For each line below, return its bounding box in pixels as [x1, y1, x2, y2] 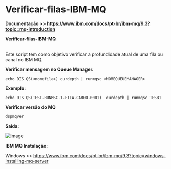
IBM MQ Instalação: [5, 142, 48, 149]
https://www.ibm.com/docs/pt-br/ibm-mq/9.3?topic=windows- [33, 152, 166, 159]
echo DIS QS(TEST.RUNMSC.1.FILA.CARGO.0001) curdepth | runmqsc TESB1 [5, 95, 161, 100]
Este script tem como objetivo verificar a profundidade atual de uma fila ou [5, 51, 163, 57]
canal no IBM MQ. [5, 56, 43, 62]
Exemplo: [5, 85, 26, 91]
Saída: [5, 123, 19, 129]
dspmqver [5, 114, 24, 119]
